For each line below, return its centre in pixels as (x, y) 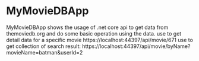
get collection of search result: (44, 46)
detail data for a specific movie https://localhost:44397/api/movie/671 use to (99, 40)
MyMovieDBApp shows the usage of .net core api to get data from (87, 27)
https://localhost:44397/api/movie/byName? (136, 46)
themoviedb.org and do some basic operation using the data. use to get (94, 33)
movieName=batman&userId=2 (45, 52)
